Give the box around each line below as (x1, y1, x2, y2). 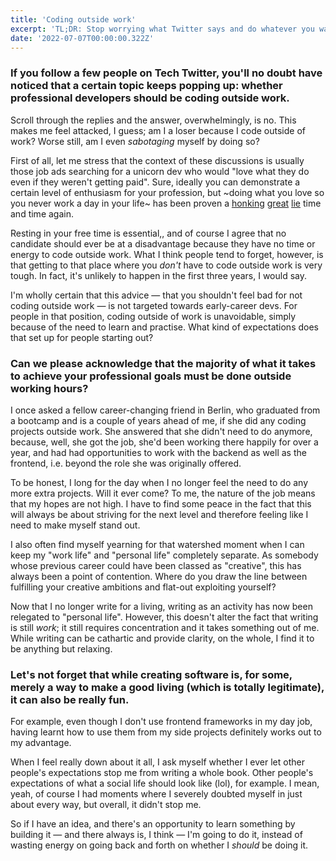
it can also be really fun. (10, 692, 130, 706)
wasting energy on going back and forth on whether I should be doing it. (10, 839, 309, 851)
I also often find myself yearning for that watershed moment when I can (10, 538, 305, 550)
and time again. (10, 207, 74, 220)
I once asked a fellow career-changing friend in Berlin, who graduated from (10, 404, 321, 416)
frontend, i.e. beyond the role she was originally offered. (10, 457, 242, 469)
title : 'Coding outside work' (10, 14, 137, 25)
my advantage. (10, 737, 72, 749)
